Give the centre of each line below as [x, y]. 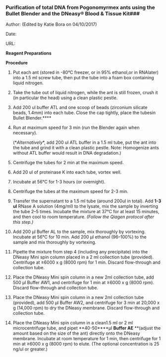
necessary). [25, 133]
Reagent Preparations [28, 53]
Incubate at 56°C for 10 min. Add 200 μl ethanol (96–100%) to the [80, 237]
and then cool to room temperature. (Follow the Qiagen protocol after [83, 217]
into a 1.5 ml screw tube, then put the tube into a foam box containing [83, 78]
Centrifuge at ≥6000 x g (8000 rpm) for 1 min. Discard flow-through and [86, 262]
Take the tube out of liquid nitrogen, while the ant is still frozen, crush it [85, 93]
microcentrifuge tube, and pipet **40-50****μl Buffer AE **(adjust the [87, 328]
